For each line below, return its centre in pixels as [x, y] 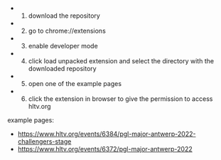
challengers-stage [44, 142]
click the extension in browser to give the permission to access [120, 99]
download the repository [64, 16]
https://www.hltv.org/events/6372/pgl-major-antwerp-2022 [105, 149]
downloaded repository [63, 69]
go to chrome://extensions [67, 31]
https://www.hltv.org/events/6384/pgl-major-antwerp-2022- [107, 134]
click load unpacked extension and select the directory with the [121, 61]
